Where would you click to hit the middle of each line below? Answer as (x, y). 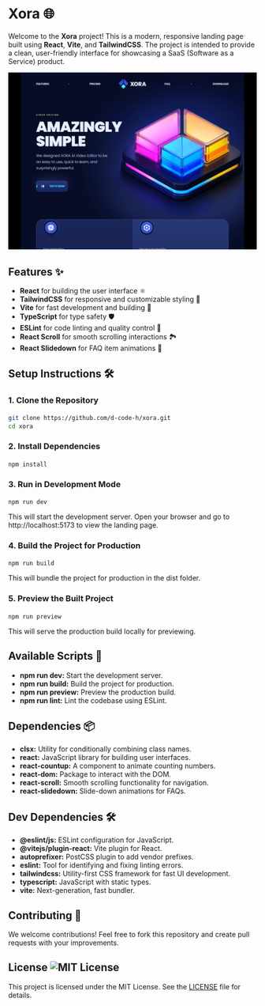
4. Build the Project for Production (75, 546)
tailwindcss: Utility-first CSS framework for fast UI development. (125, 874)
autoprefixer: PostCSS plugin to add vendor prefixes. (106, 857)
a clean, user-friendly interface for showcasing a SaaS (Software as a (121, 53)
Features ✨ (36, 272)
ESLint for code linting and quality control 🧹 (90, 328)
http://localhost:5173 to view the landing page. (84, 525)
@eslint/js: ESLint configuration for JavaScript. (97, 840)
